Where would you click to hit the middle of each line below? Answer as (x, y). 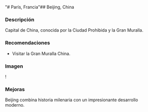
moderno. (15, 105)
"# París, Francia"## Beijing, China (40, 7)
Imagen (14, 66)
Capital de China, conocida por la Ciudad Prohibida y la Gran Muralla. (74, 30)
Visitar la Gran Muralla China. (41, 54)
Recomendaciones (27, 43)
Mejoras (15, 89)
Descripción (20, 19)
